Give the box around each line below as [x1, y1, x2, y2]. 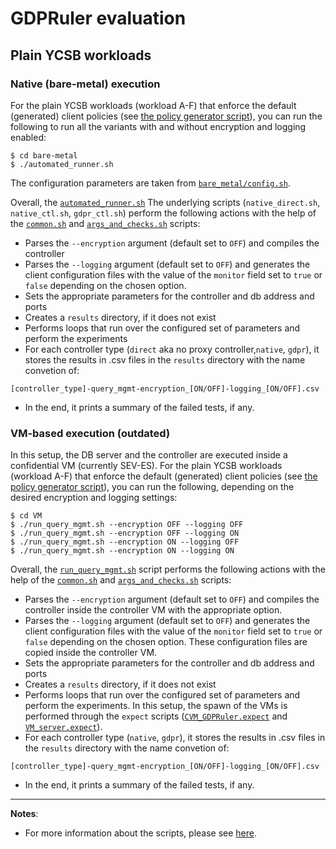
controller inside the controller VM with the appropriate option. [24, 604, 283, 616]
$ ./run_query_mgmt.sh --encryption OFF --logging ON [10, 528, 240, 539]
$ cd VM [10, 511, 43, 521]
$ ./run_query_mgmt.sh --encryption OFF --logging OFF [10, 520, 244, 530]
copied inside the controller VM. [24, 647, 158, 659]
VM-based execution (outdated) [10, 426, 171, 440]
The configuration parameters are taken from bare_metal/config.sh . [10, 177, 291, 189]
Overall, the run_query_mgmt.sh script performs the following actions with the [10, 563, 326, 576]
